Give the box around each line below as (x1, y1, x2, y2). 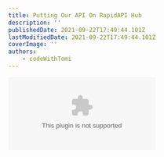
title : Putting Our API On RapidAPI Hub (8, 11, 143, 20)
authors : (8, 48, 37, 55)
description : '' (8, 19, 61, 27)
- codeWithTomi (22, 55, 72, 63)
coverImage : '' (8, 41, 58, 48)
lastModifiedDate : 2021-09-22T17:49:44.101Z (8, 33, 156, 41)
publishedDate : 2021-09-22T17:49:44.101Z (8, 26, 146, 34)
